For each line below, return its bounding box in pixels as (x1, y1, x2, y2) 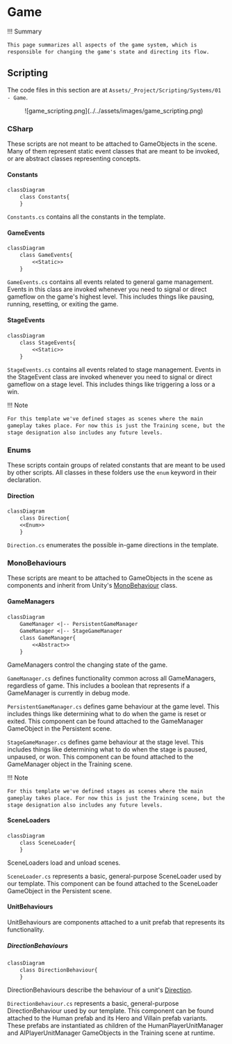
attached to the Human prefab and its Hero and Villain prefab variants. (7, 1014, 208, 1022)
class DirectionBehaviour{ (19, 967, 98, 974)
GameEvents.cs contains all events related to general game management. (7, 278, 214, 286)
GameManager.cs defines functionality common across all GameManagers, (7, 674, 216, 682)
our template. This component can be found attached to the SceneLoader (7, 879, 218, 888)
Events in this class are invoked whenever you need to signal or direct (7, 285, 207, 294)
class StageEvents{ (19, 339, 76, 346)
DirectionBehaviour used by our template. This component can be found (7, 1006, 214, 1015)
